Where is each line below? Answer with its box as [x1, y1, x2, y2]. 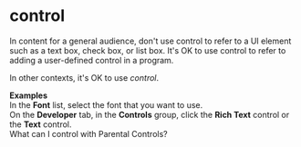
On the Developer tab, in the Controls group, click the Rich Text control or [9, 109, 290, 120]
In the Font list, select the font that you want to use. [9, 99, 203, 110]
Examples [9, 90, 48, 101]
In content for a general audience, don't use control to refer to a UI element [9, 35, 292, 46]
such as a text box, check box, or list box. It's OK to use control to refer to [9, 44, 286, 55]
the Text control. [9, 119, 72, 130]
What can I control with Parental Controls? [9, 128, 168, 139]
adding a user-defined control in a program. [9, 54, 174, 65]
